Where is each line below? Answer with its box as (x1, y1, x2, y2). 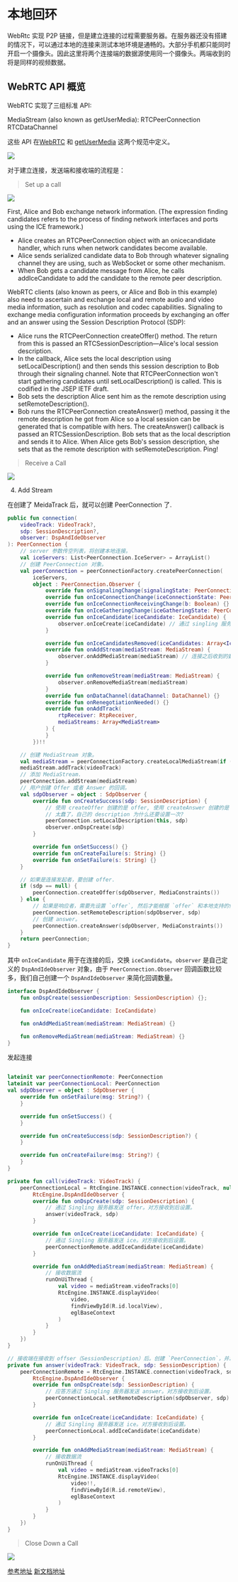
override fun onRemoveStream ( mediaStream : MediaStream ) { (45, 672, 220, 679)
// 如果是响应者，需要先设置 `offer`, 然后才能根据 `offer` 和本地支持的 (33, 903, 229, 910)
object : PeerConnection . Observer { (33, 581, 141, 588)
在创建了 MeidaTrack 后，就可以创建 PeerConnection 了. (7, 500, 172, 509)
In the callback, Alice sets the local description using (17, 354, 171, 362)
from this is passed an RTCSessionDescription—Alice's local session (17, 339, 218, 348)
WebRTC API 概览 (7, 81, 86, 93)
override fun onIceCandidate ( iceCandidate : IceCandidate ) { (45, 613, 227, 620)
